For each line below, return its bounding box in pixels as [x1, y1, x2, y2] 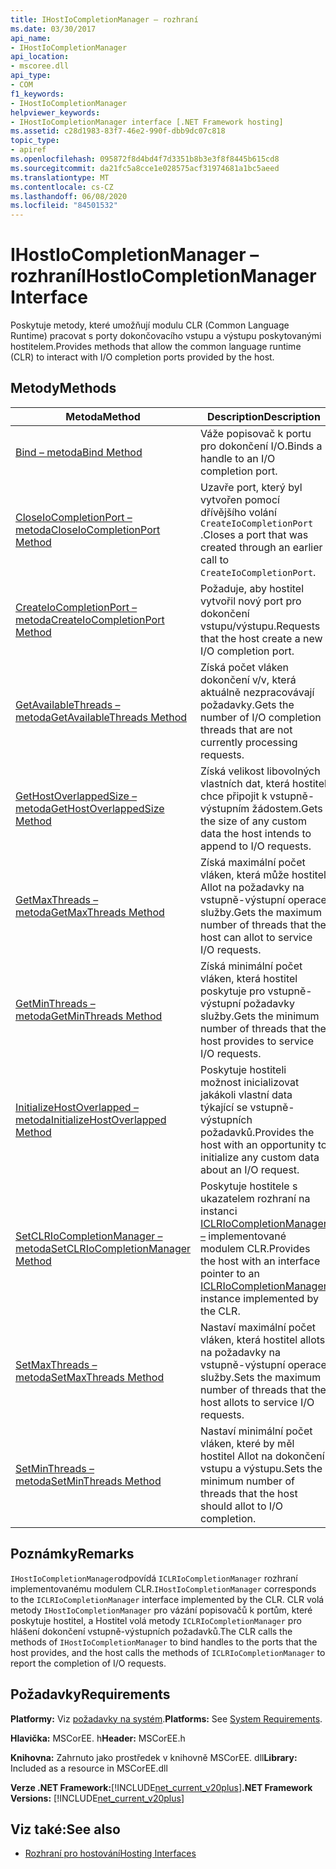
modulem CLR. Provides [200, 1241, 311, 1255]
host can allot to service [200, 930, 313, 944]
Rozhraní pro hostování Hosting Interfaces [24, 1847, 197, 1860]
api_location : [10, 52, 70, 62]
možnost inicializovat [200, 1075, 300, 1089]
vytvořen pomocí [200, 492, 280, 506]
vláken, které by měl [200, 1436, 295, 1450]
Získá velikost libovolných [200, 764, 321, 778]
